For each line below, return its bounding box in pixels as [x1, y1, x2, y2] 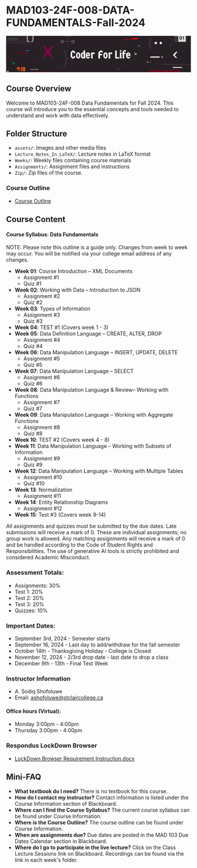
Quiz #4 [23, 343, 43, 350]
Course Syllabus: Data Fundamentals [6, 230, 98, 238]
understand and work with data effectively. [6, 112, 110, 119]
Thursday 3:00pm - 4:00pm [14, 727, 83, 734]
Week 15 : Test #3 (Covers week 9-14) [14, 511, 106, 518]
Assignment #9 [23, 455, 60, 462]
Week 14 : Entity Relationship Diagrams [14, 499, 108, 506]
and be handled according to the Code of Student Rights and [6, 541, 154, 548]
